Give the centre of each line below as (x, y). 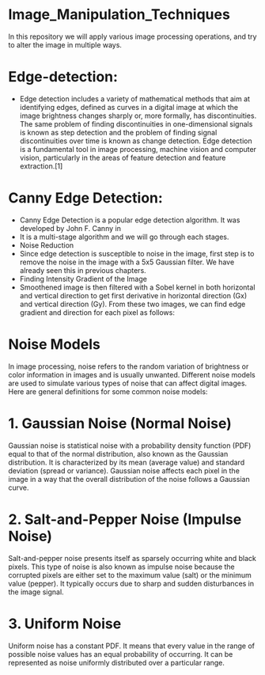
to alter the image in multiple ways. (65, 44)
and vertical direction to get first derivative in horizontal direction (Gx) (133, 295)
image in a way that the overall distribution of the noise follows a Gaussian (129, 479)
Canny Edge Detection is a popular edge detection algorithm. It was (130, 220)
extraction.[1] (41, 166)
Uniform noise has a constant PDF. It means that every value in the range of (132, 646)
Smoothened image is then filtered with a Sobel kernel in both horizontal (137, 287)
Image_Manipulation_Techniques (119, 15)
